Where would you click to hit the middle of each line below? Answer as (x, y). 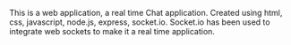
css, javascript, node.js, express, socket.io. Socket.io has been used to (140, 22)
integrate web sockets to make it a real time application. (112, 31)
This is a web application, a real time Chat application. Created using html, (146, 13)
